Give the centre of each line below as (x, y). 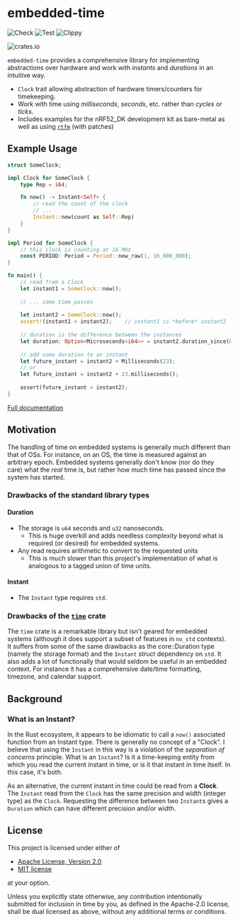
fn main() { (25, 276)
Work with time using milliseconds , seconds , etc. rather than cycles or (120, 103)
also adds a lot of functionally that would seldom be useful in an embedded (117, 662)
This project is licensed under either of (64, 847)
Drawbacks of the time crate (57, 616)
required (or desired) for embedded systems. (94, 543)
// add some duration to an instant (74, 355)
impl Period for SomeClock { (50, 243)
